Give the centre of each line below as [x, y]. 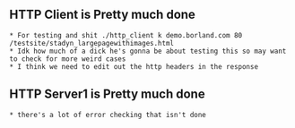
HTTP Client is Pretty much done [102, 15]
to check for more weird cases [68, 59]
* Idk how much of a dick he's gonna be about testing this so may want [148, 51]
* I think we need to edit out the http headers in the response [134, 66]
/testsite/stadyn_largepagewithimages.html [92, 43]
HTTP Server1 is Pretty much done [107, 94]
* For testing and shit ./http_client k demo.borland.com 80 [126, 35]
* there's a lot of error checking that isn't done [108, 115]
